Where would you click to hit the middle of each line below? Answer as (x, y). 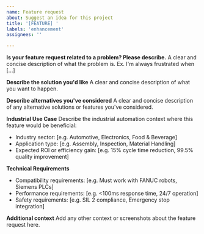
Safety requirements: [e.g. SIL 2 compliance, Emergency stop (92, 200)
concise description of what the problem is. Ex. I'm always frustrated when (100, 64)
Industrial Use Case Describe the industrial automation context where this (100, 119)
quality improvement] (42, 157)
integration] (30, 207)
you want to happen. (32, 89)
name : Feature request (35, 12)
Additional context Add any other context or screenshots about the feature (101, 218)
